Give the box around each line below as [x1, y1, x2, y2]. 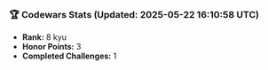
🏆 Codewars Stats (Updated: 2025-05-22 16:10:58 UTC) [9, 8, 260, 20]
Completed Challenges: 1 [21, 51, 117, 61]
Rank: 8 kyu [21, 32, 67, 43]
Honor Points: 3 [21, 42, 82, 52]
